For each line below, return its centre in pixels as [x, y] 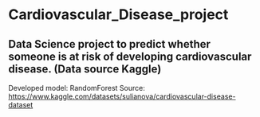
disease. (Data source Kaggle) [85, 69]
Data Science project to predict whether [110, 44]
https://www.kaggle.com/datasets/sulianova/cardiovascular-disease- [122, 96]
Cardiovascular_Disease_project [118, 15]
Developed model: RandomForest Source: [77, 88]
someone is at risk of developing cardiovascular [130, 56]
